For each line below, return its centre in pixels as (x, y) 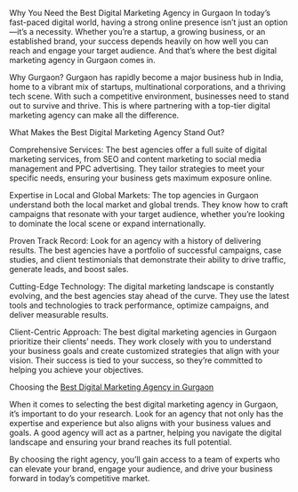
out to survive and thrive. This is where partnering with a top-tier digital (140, 105)
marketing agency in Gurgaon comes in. (82, 60)
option (276, 22)
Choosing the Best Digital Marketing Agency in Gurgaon (112, 387)
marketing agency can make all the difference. (94, 115)
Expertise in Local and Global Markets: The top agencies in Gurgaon (134, 195)
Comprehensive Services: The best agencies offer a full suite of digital (138, 149)
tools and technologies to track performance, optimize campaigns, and (139, 305)
